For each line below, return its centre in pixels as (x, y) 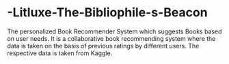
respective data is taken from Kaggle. (60, 53)
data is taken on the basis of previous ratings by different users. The (103, 46)
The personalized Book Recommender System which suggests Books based (114, 31)
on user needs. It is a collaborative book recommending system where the (111, 38)
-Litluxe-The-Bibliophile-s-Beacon (107, 13)
